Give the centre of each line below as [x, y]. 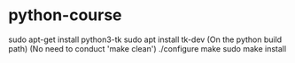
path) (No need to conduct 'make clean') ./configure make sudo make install [147, 48]
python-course [65, 15]
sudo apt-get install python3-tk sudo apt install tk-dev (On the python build [145, 39]
